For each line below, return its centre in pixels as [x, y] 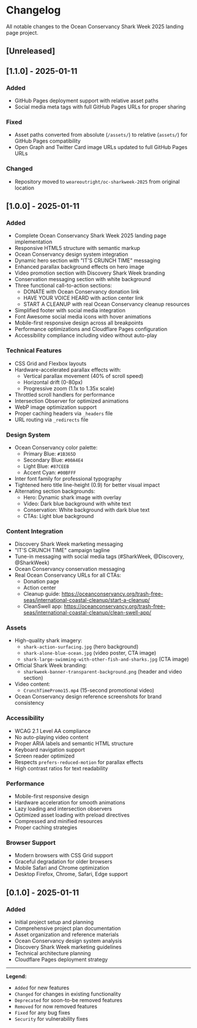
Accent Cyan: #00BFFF [50, 472]
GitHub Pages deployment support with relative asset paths [86, 101]
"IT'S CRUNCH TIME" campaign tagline [62, 550]
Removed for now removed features [56, 1006]
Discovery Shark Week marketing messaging [69, 544]
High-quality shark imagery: [48, 641]
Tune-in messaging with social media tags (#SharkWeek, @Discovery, [99, 557]
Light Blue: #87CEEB [46, 466]
